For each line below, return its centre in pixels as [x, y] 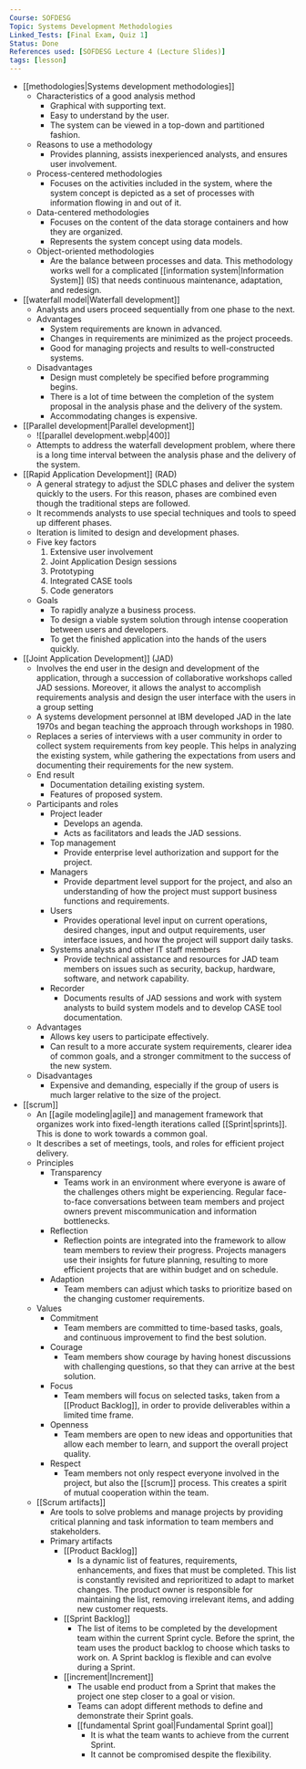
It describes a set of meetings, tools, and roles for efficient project [160, 1143]
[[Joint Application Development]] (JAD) [98, 659]
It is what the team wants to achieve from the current [190, 1735]
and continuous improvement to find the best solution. [165, 1337]
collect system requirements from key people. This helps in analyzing [166, 746]
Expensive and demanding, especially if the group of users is [164, 1085]
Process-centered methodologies [99, 173]
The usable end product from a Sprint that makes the [176, 1686]
